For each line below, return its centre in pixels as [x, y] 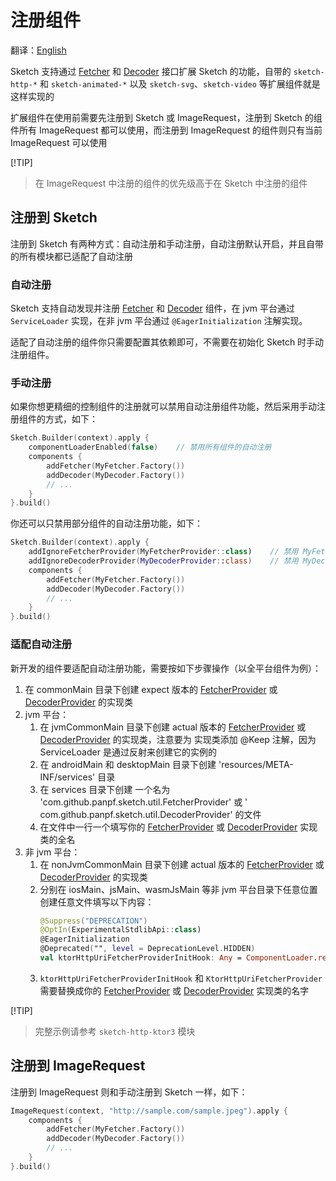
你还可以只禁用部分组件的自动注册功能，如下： [106, 523]
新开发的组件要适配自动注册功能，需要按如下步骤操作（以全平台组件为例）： [166, 668]
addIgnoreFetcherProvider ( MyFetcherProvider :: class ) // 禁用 [163, 552]
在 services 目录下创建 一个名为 [105, 789]
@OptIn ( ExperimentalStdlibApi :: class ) [120, 930]
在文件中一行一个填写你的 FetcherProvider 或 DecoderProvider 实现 [178, 827]
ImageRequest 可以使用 [59, 142]
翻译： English [38, 50]
